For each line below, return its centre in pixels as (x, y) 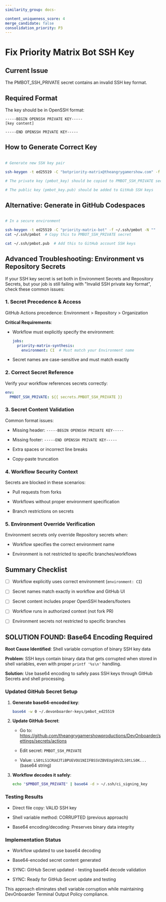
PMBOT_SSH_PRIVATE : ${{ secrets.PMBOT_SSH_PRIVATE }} (66, 397)
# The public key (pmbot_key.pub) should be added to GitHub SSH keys (79, 190)
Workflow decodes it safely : (42, 775)
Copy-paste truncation (35, 459)
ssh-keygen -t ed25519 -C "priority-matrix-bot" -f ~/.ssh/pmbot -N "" (80, 230)
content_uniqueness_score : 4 (35, 19)
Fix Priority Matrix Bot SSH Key (70, 52)
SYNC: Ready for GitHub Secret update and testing (64, 879)
